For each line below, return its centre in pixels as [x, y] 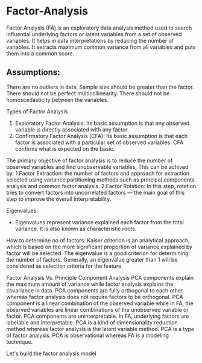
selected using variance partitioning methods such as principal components [100, 180]
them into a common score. [40, 53]
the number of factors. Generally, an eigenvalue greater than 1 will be [92, 259]
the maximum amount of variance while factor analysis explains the [90, 284]
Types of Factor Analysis [37, 111]
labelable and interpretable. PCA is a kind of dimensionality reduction [92, 322]
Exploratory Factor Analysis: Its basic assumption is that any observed [102, 123]
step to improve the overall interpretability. [59, 199]
